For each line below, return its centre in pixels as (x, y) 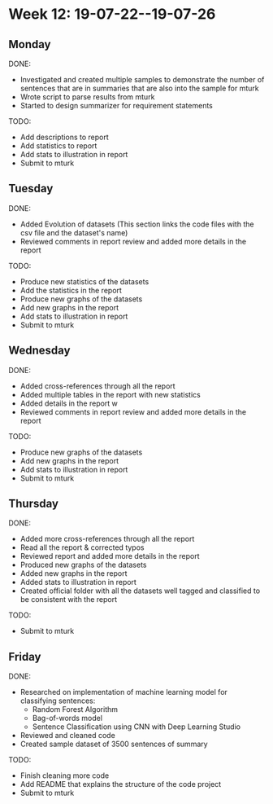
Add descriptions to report (65, 137)
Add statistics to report (58, 146)
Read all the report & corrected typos (82, 547)
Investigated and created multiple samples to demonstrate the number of (142, 79)
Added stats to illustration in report (78, 582)
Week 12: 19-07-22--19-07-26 (112, 14)
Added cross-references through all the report (98, 386)
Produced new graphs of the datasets (83, 565)
